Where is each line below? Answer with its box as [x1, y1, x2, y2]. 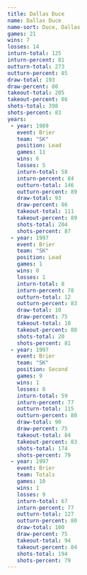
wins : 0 [16, 267, 40, 274]
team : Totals [16, 472, 55, 479]
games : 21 [7, 30, 37, 38]
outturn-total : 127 [16, 511, 74, 518]
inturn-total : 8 [16, 280, 65, 287]
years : [7, 115, 27, 123]
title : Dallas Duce [7, 10, 65, 18]
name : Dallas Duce [7, 17, 62, 24]
